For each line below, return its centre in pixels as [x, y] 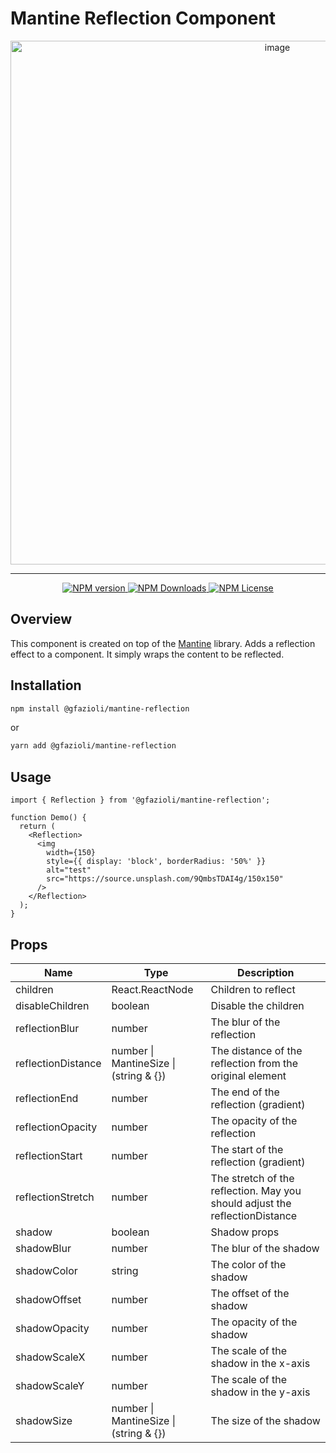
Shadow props [245, 1232]
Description [266, 972]
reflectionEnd [47, 1098]
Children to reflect [253, 989]
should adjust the [251, 1203]
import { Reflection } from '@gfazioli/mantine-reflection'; [140, 800]
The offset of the [250, 1293]
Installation [46, 685]
